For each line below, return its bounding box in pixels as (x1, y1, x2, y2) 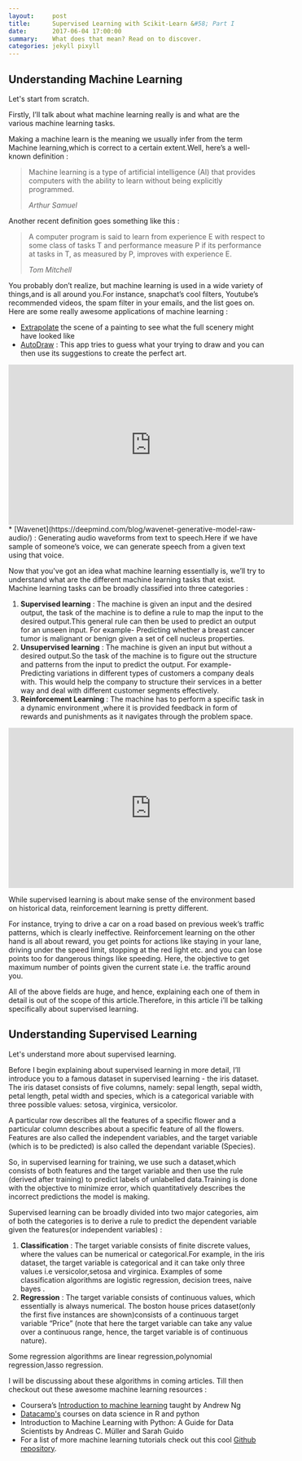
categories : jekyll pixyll (8, 42, 100, 50)
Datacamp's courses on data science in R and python (20, 1409, 200, 1419)
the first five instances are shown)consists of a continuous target (20, 1310, 239, 1319)
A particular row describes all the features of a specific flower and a (8, 1115, 236, 1125)
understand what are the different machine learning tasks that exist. (8, 575, 236, 584)
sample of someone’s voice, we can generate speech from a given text (8, 541, 246, 551)
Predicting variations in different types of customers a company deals (20, 668, 255, 678)
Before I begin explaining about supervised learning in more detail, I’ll (8, 1065, 241, 1074)
